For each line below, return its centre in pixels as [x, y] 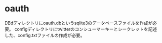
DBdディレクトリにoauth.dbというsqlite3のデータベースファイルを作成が [79, 23]
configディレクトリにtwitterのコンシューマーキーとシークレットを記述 [85, 29]
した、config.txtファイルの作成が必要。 [45, 35]
